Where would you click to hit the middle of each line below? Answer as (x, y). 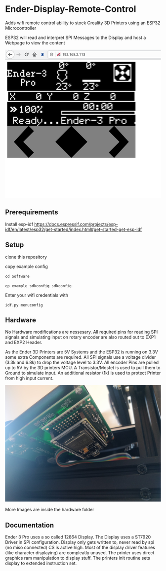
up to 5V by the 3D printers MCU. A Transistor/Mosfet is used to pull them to (83, 368)
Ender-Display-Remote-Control (71, 9)
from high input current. (29, 378)
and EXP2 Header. (24, 343)
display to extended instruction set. (41, 563)
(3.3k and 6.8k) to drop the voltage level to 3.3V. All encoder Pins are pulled (82, 362)
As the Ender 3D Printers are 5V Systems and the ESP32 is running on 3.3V (82, 352)
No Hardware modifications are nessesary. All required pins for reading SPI (82, 332)
